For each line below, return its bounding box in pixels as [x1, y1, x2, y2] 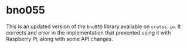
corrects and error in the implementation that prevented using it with [6, 29, 171, 36]
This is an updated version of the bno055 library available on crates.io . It [6, 23, 181, 30]
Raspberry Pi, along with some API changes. [6, 35, 113, 42]
